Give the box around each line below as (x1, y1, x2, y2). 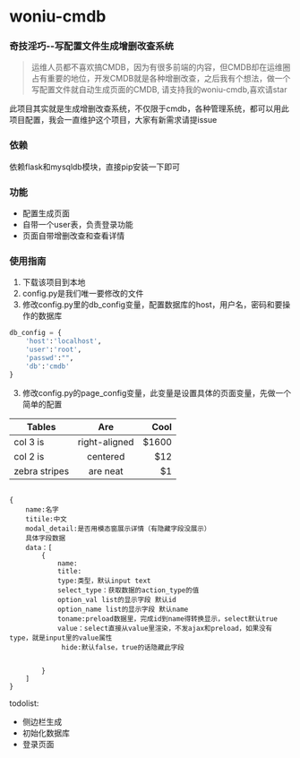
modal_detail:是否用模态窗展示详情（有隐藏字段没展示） (25, 524, 211, 533)
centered (86, 450, 125, 462)
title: (56, 566, 82, 575)
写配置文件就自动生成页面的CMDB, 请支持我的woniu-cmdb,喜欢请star (30, 84, 287, 95)
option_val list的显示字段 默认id (56, 595, 176, 604)
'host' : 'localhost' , (25, 337, 102, 346)
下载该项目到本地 (21, 277, 86, 288)
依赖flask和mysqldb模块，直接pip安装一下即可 (9, 161, 181, 172)
